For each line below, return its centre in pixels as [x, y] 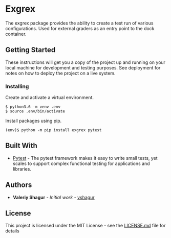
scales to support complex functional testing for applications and [81, 163]
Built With [21, 146]
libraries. [22, 169]
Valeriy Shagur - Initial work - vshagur [54, 197]
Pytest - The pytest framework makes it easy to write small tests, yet [85, 158]
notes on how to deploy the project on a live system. [60, 73]
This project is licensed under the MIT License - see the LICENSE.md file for [85, 226]
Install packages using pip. [34, 121]
